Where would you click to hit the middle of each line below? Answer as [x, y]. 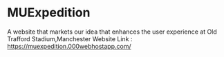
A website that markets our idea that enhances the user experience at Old [112, 32]
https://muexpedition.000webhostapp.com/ [69, 46]
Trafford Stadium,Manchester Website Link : [70, 38]
